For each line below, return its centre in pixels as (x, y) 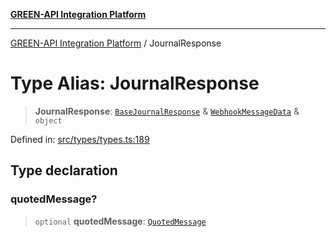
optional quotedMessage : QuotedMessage (120, 221)
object (48, 120)
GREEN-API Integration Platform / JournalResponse (116, 43)
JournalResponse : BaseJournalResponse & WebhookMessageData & (167, 111)
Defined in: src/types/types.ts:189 (80, 139)
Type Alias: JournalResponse (135, 83)
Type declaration (64, 170)
